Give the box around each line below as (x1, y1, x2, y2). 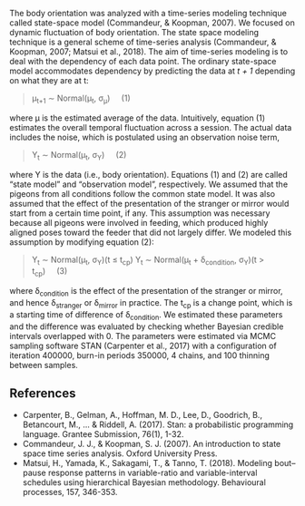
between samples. (9, 359, 79, 370)
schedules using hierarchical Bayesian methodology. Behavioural (22, 477, 266, 488)
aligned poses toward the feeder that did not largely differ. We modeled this (9, 227, 292, 238)
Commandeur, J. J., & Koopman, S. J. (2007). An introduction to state (22, 439, 281, 450)
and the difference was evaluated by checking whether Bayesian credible (9, 321, 284, 332)
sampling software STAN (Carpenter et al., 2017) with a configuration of (9, 340, 277, 351)
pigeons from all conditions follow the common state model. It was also (9, 188, 276, 199)
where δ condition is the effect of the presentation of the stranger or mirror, (9, 286, 283, 298)
